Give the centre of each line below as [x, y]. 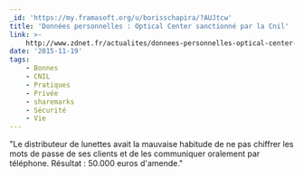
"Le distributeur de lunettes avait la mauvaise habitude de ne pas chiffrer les [152, 144]
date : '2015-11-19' [46, 51]
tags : [19, 60]
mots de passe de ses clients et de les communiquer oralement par [135, 154]
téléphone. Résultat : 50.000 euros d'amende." [96, 163]
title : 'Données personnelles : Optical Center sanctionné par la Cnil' [149, 26]
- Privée [42, 93]
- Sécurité [46, 110]
